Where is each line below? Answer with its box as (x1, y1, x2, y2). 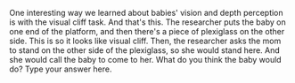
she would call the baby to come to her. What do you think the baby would (9, 55, 283, 64)
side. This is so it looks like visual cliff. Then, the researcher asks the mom (9, 35, 282, 46)
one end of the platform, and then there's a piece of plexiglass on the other (9, 26, 285, 36)
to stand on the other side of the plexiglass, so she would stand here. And (9, 45, 281, 56)
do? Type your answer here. (9, 64, 113, 74)
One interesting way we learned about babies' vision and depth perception (9, 8, 283, 18)
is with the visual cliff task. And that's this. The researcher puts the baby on (9, 17, 287, 27)
